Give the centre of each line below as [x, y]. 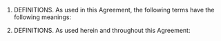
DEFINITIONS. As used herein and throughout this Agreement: [102, 30]
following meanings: [42, 17]
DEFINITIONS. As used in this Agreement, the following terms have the [114, 10]
